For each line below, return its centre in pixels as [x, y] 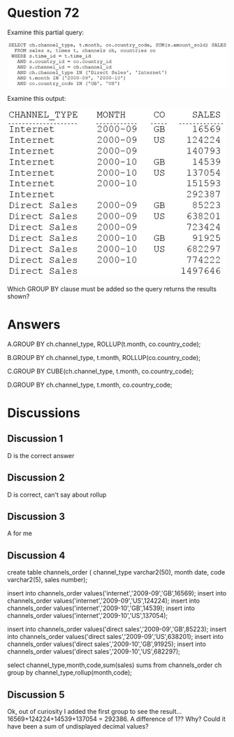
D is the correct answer [41, 455]
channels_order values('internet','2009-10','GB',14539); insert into [101, 608]
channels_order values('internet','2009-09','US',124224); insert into [104, 601]
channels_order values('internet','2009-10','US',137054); [88, 616]
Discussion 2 [36, 478]
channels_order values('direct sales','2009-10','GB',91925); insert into [107, 644]
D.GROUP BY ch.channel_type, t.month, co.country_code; [90, 385]
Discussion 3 [36, 517]
